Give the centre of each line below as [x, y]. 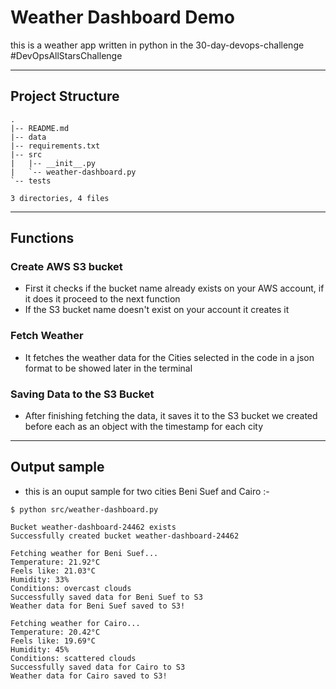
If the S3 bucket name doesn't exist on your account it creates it [157, 310]
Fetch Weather [47, 336]
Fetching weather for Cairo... [75, 623]
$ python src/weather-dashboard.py [84, 509]
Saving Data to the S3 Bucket [82, 394]
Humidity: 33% [40, 579]
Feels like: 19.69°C [53, 641]
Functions [42, 238]
